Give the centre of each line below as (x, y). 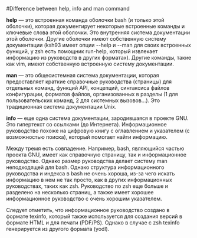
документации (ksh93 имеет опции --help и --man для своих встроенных (99, 45)
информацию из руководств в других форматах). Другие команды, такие (99, 58)
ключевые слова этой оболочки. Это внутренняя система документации (98, 32)
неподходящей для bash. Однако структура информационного (85, 167)
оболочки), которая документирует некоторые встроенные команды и (96, 26)
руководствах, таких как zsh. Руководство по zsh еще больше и (87, 186)
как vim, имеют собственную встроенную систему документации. (90, 64)
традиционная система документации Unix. (61, 107)
